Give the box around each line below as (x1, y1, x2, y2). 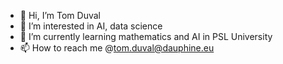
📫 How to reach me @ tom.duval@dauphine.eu (19, 42, 215, 54)
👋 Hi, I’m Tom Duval (19, 10, 101, 21)
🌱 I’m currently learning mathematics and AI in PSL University (19, 31, 273, 42)
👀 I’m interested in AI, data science (19, 20, 163, 32)
